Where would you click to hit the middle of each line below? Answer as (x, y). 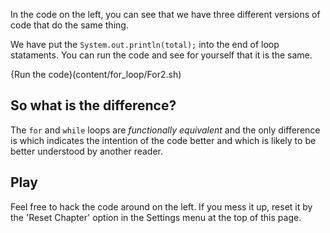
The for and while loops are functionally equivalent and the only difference (165, 130)
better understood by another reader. (87, 151)
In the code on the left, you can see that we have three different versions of (165, 14)
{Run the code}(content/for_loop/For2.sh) (96, 74)
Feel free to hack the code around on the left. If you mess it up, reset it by (161, 206)
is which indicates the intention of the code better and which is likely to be (163, 140)
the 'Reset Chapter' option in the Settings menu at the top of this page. (156, 217)
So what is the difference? (93, 105)
